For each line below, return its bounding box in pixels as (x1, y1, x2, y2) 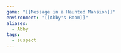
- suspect (12, 37, 36, 43)
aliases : (6, 20, 29, 26)
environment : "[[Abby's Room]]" (6, 15, 88, 21)
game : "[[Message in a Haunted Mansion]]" (6, 9, 116, 15)
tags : (6, 32, 20, 38)
